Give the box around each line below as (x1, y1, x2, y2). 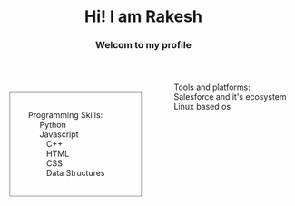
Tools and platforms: (173, 82, 251, 93)
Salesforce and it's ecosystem (173, 92, 287, 103)
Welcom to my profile (94, 39, 192, 52)
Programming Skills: (28, 110, 103, 121)
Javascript (39, 129, 79, 140)
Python (39, 120, 66, 131)
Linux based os (173, 102, 231, 113)
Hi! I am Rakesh (84, 6, 202, 27)
